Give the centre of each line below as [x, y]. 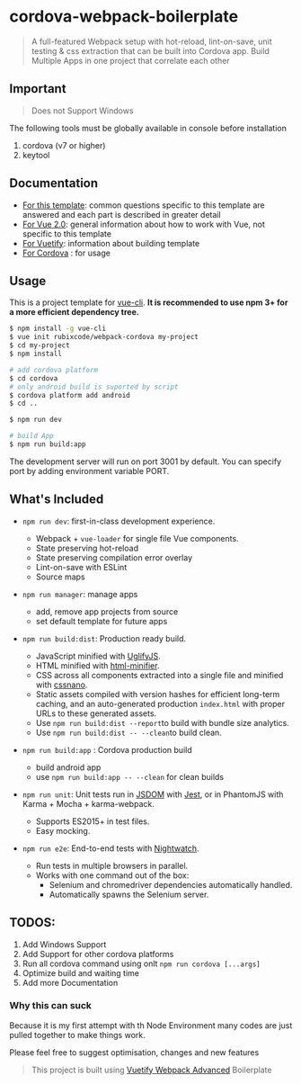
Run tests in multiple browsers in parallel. [112, 865]
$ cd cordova [34, 378]
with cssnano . [62, 685]
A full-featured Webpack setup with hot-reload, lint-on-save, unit [151, 41]
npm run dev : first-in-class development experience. [119, 521]
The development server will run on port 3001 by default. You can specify [145, 461]
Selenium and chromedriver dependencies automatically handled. [171, 884]
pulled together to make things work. [77, 1035]
